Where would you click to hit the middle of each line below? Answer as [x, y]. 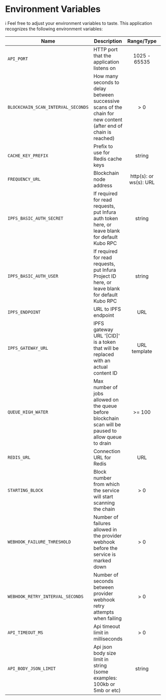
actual [100, 367]
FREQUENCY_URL [24, 179]
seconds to [106, 82]
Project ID [105, 276]
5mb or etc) [107, 690]
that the [102, 56]
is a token [104, 342]
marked [102, 560]
